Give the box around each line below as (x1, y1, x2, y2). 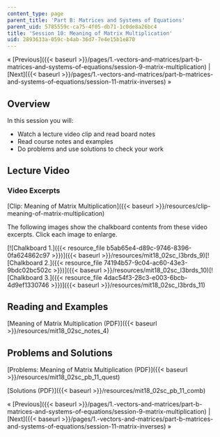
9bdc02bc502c (7, 266, 52, 274)
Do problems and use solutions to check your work (17, 145, 164, 153)
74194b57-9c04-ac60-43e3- (103, 258, 188, 267)
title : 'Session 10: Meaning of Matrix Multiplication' (7, 29, 173, 37)
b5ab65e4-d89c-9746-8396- (107, 244, 192, 252)
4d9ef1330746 (7, 281, 50, 289)
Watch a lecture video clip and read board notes (17, 130, 155, 138)
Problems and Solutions (7, 347, 113, 359)
